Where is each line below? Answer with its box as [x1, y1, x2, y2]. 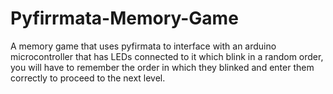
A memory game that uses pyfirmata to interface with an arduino [10, 40, 277, 52]
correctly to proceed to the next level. [10, 72, 166, 84]
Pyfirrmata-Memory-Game [10, 7, 239, 30]
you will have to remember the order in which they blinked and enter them [10, 61, 315, 73]
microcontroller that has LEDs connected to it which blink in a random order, [10, 50, 324, 62]
